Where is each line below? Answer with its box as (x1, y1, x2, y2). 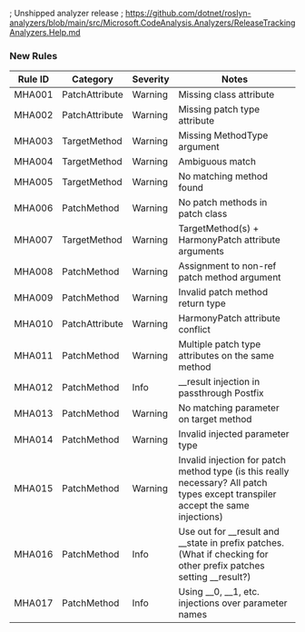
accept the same (178, 499, 250, 512)
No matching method (178, 170, 269, 183)
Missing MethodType (178, 129, 269, 142)
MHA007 (14, 233, 54, 246)
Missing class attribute (178, 88, 275, 101)
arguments (178, 245, 224, 258)
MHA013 (14, 408, 54, 420)
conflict (178, 323, 211, 336)
